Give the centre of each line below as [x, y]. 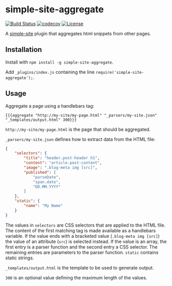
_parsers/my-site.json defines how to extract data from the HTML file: [80, 139]
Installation [24, 50]
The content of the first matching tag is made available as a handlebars [81, 230]
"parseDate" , [46, 177]
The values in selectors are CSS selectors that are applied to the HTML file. [85, 225]
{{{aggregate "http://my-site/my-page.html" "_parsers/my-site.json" [81, 115]
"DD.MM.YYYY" [46, 187]
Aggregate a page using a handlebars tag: [50, 106]
